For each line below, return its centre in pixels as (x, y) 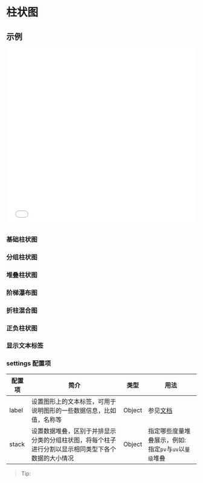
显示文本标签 (25, 346)
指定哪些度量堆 (169, 431)
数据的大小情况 (53, 458)
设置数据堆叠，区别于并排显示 (74, 431)
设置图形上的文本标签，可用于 (74, 401)
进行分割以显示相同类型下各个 (74, 449)
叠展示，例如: (167, 440)
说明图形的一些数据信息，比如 (74, 410)
